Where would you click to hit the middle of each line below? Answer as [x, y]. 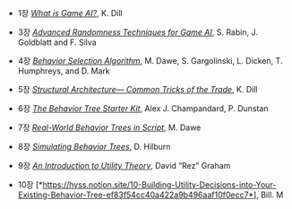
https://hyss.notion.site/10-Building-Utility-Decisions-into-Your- [159, 185]
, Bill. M [270, 195]
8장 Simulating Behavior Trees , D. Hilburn [94, 147]
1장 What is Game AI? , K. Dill [70, 13]
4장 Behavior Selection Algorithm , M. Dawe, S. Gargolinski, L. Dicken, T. [150, 61]
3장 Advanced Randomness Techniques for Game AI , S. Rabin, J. [137, 32]
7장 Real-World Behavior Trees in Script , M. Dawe [109, 127]
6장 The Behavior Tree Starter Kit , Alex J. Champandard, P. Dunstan [143, 109]
